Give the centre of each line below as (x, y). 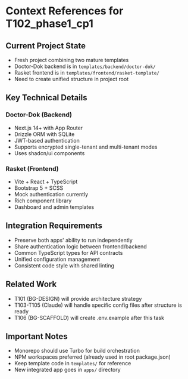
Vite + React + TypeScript (46, 181)
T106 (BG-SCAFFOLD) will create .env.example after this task (89, 318)
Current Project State (46, 46)
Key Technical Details (46, 98)
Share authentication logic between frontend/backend (80, 246)
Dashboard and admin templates (54, 207)
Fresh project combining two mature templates (71, 60)
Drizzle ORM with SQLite (44, 134)
